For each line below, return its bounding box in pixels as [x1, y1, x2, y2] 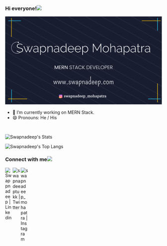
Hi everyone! [5, 5, 37, 12]
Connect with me [5, 156, 47, 163]
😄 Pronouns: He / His [12, 115, 57, 121]
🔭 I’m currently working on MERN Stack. [12, 109, 94, 115]
